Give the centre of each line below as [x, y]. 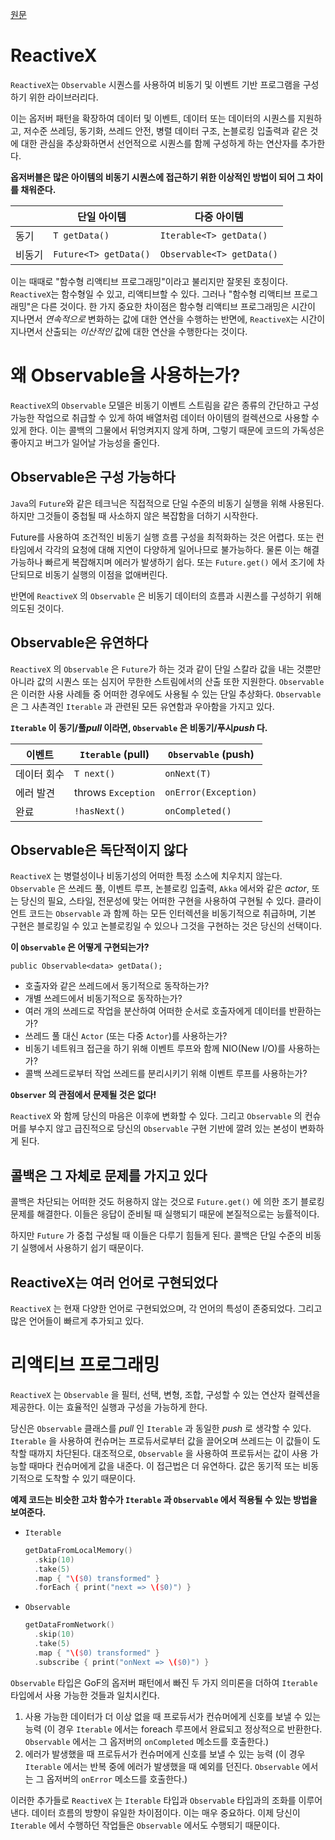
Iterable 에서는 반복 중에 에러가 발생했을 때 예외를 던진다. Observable [162, 1766]
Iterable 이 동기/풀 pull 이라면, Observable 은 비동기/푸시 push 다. [139, 727]
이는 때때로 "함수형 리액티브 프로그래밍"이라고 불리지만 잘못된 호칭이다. [149, 281]
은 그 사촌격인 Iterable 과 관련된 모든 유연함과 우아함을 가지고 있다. [142, 706]
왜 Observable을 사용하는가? [125, 375]
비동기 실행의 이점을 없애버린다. [106, 574]
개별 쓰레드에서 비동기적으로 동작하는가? [103, 999]
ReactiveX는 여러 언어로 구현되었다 [114, 1282]
